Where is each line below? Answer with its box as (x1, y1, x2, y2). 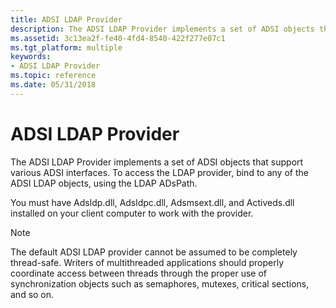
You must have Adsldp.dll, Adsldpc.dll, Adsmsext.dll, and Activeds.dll (10, 196, 295, 208)
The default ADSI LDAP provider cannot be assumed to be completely (10, 246, 298, 258)
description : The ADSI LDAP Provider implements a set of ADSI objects (10, 24, 315, 34)
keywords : (10, 52, 52, 62)
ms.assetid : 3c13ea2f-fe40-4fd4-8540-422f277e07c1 (10, 33, 226, 43)
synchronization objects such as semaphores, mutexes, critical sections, (10, 277, 310, 290)
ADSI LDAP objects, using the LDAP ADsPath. (10, 177, 198, 189)
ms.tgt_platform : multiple (10, 42, 123, 53)
